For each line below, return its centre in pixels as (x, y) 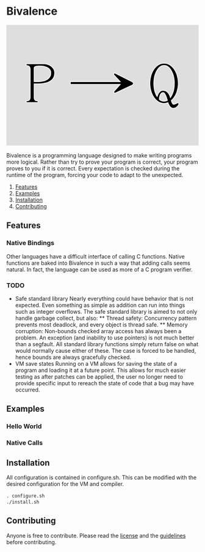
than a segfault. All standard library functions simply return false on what (107, 344)
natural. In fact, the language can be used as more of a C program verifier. (100, 269)
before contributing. (31, 542)
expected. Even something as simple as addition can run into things (100, 305)
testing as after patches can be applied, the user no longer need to (99, 376)
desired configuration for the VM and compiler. (65, 484)
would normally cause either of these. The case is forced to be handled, (106, 350)
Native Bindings (31, 243)
